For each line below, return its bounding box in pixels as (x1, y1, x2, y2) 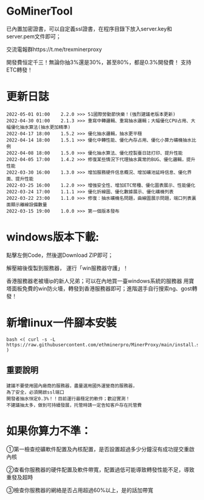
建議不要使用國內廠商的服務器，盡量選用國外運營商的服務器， (6, 383, 138, 389)
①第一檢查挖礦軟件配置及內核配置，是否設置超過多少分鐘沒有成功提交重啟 (6, 445, 195, 453)
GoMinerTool (6, 4, 73, 18)
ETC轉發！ (6, 66, 33, 74)
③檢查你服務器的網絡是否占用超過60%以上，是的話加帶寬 (6, 486, 154, 493)
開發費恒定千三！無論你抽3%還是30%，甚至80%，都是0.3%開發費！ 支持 (6, 58, 192, 66)
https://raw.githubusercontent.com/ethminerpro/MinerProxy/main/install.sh (6, 341, 202, 348)
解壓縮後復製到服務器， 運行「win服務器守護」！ (6, 264, 129, 272)
